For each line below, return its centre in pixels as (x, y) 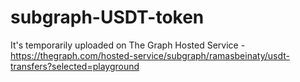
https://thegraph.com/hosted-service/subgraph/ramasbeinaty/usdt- (150, 55)
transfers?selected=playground (75, 66)
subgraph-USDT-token (107, 17)
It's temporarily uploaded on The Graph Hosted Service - (128, 45)
